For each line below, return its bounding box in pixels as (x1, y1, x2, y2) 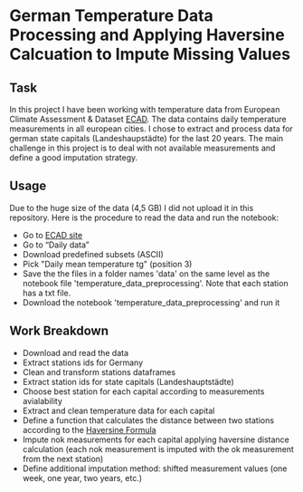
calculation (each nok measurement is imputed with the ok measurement (22, 443, 294, 454)
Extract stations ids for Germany (22, 357, 144, 368)
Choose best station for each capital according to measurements (22, 386, 265, 397)
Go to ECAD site (22, 229, 83, 240)
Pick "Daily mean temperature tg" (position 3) (22, 258, 193, 269)
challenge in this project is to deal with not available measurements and (9, 142, 276, 153)
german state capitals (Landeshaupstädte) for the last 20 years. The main (9, 133, 284, 143)
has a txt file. (22, 287, 71, 298)
